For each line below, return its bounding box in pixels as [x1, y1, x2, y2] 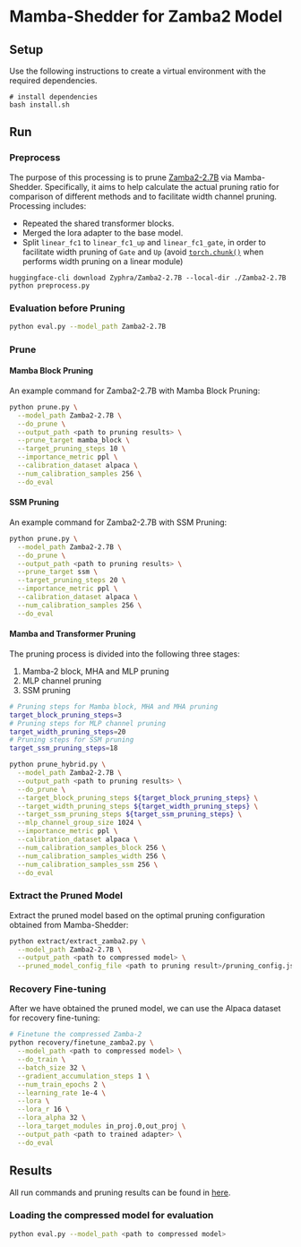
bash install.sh [9, 100, 70, 109]
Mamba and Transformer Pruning [9, 629, 136, 640]
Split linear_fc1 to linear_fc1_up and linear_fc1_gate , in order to [21, 236, 266, 247]
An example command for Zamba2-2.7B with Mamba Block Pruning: [9, 385, 261, 396]
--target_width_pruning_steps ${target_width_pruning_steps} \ [17, 802, 258, 811]
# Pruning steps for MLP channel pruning [9, 718, 167, 727]
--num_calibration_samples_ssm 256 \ [17, 860, 159, 869]
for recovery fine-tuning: [9, 1012, 100, 1023]
